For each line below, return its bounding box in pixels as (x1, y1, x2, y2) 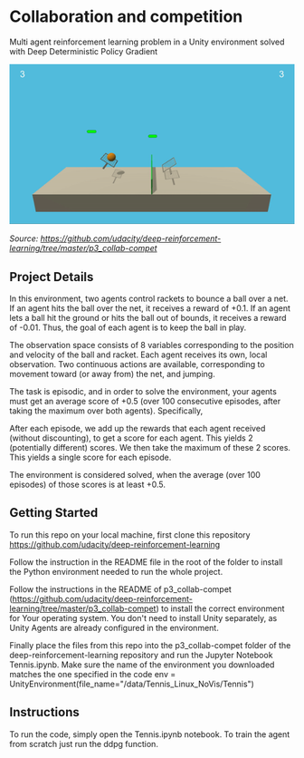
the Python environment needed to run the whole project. (9, 566, 223, 577)
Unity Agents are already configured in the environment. (9, 622, 219, 633)
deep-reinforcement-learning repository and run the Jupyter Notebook (9, 649, 273, 660)
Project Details (9, 269, 94, 285)
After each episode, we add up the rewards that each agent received (9, 423, 266, 433)
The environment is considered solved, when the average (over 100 (9, 469, 261, 480)
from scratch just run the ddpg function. (9, 738, 158, 749)
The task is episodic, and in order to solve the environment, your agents (9, 385, 278, 396)
